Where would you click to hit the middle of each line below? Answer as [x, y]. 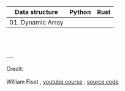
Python [80, 12]
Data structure [36, 12]
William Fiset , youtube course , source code [63, 82]
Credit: [15, 69]
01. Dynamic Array [36, 22]
